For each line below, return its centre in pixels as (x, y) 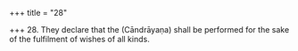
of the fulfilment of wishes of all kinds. (79, 39)
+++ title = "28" (38, 13)
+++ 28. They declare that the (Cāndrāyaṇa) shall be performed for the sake (149, 29)
